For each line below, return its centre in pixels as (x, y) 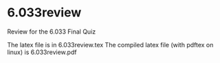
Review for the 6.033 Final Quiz (52, 32)
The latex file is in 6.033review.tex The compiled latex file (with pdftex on (110, 45)
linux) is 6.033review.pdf (42, 52)
